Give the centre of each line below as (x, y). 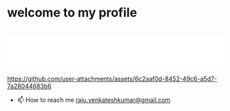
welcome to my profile (72, 13)
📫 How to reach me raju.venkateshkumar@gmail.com (94, 100)
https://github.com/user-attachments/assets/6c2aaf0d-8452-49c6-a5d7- (112, 79)
